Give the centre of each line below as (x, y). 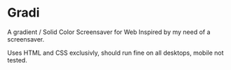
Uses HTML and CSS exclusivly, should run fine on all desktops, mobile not (115, 53)
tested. (17, 60)
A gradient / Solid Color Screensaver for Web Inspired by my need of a (109, 32)
